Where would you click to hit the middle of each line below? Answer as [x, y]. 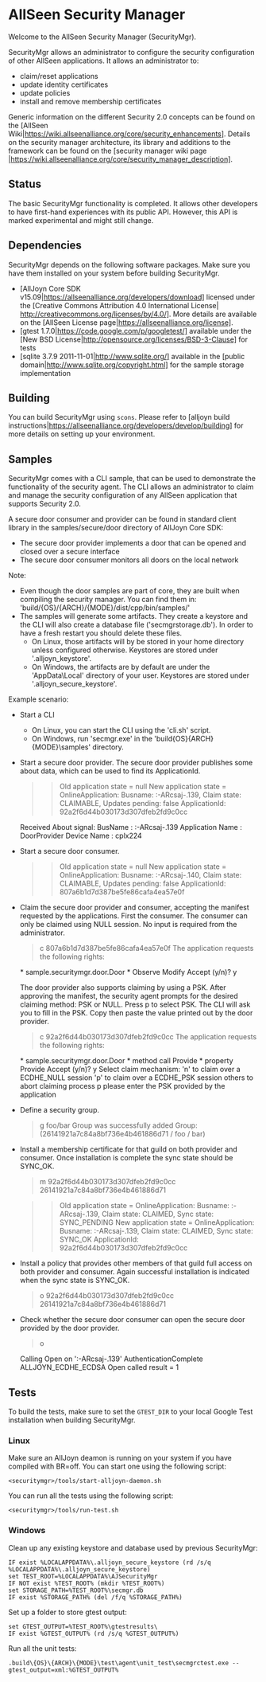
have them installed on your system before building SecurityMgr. [114, 273]
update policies [45, 92]
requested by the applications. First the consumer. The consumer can [133, 916]
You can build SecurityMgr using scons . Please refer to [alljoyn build [119, 417]
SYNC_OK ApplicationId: [99, 1239]
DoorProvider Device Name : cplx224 [81, 836]
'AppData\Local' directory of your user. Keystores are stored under [141, 675]
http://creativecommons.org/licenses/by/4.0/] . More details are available [138, 314]
